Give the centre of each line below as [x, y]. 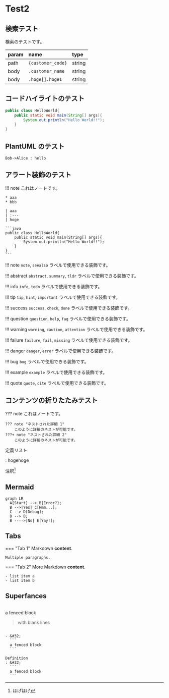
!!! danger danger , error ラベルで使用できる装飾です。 [61, 351]
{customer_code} [48, 63]
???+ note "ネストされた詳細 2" [36, 435]
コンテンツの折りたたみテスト [52, 400]
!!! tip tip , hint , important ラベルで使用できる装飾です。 [63, 297]
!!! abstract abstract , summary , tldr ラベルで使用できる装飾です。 [72, 276]
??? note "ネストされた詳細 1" [35, 424]
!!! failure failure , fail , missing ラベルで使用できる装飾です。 [69, 340]
